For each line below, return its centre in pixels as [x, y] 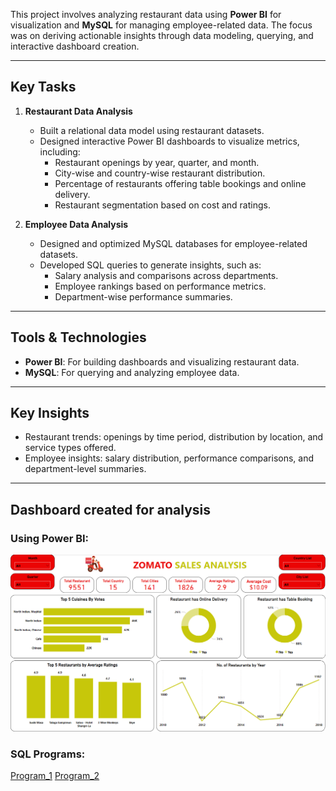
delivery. [72, 194]
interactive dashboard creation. [75, 46]
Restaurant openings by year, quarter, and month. [157, 162]
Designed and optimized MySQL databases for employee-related [173, 243]
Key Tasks [43, 87]
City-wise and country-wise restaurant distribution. [160, 173]
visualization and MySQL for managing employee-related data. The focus [161, 25]
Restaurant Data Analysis [78, 111]
